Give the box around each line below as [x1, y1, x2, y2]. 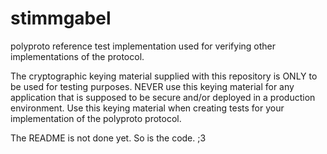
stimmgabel [10, 7, 112, 30]
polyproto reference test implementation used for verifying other [10, 40, 277, 52]
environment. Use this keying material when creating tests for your [10, 102, 285, 114]
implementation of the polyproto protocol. [10, 112, 182, 124]
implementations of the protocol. [10, 50, 145, 62]
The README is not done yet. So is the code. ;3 [10, 132, 207, 144]
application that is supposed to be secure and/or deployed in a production [10, 91, 316, 103]
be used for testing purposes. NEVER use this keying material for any [10, 80, 295, 92]
